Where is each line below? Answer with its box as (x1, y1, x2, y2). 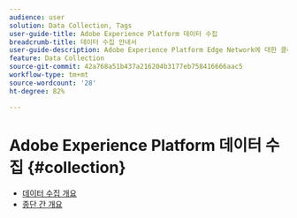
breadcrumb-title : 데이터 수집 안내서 (9, 37, 137, 47)
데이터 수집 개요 (21, 188, 77, 199)
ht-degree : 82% (9, 86, 65, 95)
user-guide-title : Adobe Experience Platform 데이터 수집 (9, 29, 218, 38)
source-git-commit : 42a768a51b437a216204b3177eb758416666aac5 (9, 63, 243, 71)
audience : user (9, 12, 65, 22)
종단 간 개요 (21, 199, 64, 210)
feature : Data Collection (9, 54, 104, 63)
